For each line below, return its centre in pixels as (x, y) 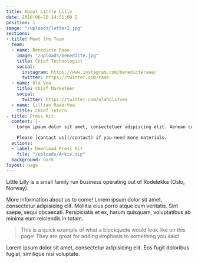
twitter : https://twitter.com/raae (65, 77)
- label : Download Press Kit (47, 148)
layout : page (22, 165)
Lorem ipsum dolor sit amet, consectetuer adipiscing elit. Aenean (101, 127)
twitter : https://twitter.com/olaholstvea (75, 99)
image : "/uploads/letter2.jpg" (44, 28)
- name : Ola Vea (31, 83)
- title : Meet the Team (35, 39)
